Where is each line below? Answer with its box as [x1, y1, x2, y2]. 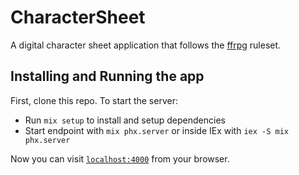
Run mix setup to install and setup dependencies [24, 114, 226, 126]
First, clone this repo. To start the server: [10, 94, 178, 106]
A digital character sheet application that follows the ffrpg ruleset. [10, 39, 282, 51]
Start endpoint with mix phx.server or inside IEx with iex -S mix [24, 124, 289, 136]
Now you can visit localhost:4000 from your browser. [10, 152, 230, 165]
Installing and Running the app [10, 68, 205, 85]
